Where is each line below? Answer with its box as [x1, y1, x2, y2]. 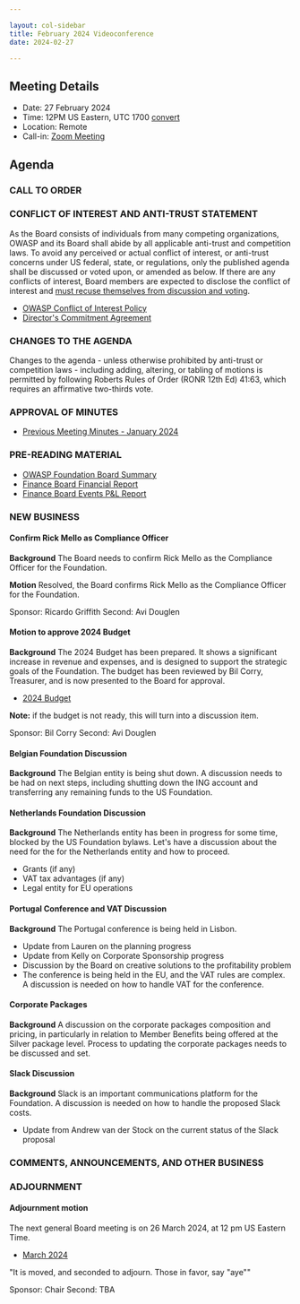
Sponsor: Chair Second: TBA [9, 1284, 116, 1295]
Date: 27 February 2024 [21, 102, 111, 113]
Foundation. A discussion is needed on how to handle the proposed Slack [9, 1098, 280, 1109]
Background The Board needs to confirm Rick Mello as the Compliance [9, 552, 273, 563]
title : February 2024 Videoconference [9, 29, 154, 39]
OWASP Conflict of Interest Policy [21, 302, 148, 314]
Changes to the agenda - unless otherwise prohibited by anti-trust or [9, 355, 264, 366]
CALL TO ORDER [9, 184, 82, 196]
